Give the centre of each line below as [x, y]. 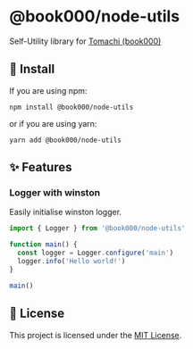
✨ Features [41, 167]
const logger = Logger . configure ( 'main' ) [96, 253]
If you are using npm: [48, 90]
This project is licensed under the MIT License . [96, 335]
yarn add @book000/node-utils [66, 140]
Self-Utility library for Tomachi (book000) [85, 41]
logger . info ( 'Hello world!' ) [71, 262]
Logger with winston [55, 193]
